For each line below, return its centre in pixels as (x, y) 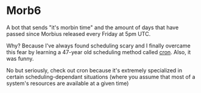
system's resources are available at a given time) (68, 83)
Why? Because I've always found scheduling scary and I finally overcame (98, 46)
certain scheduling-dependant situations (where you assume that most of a (101, 77)
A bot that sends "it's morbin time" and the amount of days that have (93, 27)
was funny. (20, 58)
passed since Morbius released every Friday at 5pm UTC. (79, 33)
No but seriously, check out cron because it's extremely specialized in (94, 70)
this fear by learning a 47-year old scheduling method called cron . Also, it (99, 52)
